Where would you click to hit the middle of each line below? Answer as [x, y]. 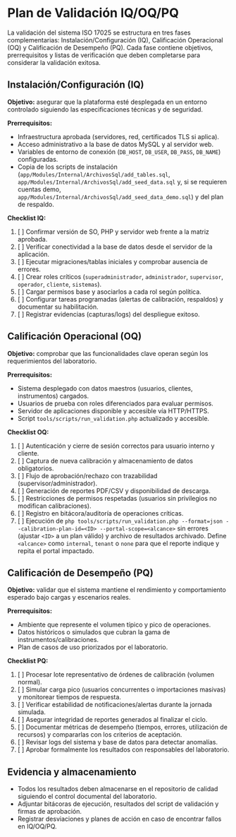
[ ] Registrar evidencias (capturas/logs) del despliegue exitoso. [108, 314]
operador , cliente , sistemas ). [60, 284]
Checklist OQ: [28, 432]
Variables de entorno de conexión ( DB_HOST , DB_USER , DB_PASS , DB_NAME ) [119, 152]
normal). [30, 682]
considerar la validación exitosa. [54, 62]
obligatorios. [36, 468]
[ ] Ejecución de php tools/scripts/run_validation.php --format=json [120, 521]
